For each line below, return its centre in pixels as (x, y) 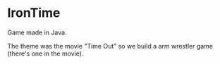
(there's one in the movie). (45, 53)
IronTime (34, 13)
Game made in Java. (37, 32)
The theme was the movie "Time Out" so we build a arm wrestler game (110, 46)
